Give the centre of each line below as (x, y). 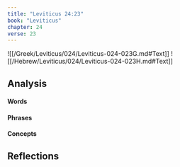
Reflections (33, 156)
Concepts (22, 134)
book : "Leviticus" (34, 21)
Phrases (20, 117)
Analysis (27, 83)
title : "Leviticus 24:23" (45, 14)
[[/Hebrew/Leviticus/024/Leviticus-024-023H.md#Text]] (90, 62)
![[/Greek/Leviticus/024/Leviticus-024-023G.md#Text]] (89, 54)
